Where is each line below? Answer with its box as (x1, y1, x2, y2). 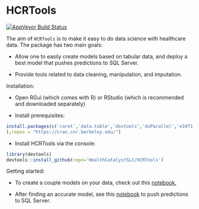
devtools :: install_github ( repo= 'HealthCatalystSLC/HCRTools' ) (6, 156, 164, 163)
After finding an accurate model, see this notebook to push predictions (14, 190, 189, 198)
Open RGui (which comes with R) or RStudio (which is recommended (14, 94, 184, 101)
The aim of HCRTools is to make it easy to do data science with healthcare (6, 35, 186, 42)
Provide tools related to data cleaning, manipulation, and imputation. (14, 70, 182, 78)
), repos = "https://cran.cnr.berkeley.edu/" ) (6, 129, 121, 135)
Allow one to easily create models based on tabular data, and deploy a (14, 53, 188, 60)
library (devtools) (6, 151, 52, 157)
